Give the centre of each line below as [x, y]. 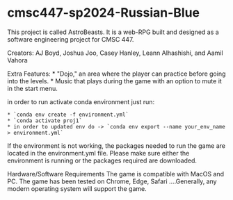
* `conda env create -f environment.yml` [68, 115]
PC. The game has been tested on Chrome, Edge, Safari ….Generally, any [112, 181]
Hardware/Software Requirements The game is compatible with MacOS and [116, 174]
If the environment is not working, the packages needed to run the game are [116, 145]
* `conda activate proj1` [45, 120]
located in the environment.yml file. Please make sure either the [98, 153]
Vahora [17, 60]
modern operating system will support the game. [77, 188]
